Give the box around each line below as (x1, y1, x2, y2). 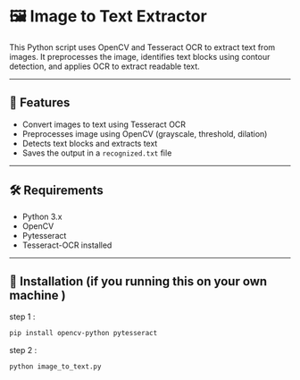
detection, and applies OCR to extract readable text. (9, 61, 201, 72)
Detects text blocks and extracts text (21, 138, 158, 148)
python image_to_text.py (9, 362, 102, 371)
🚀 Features (9, 95, 71, 111)
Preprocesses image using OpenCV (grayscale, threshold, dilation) (21, 128, 268, 139)
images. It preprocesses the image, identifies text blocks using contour (9, 51, 271, 62)
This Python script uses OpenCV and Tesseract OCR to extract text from (9, 41, 276, 53)
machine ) (9, 287, 66, 303)
